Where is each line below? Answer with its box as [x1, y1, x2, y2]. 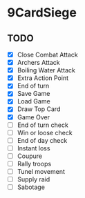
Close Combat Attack [17, 50, 78, 59]
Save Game [17, 90, 50, 98]
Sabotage [17, 183, 45, 191]
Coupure [17, 152, 43, 160]
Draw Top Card [17, 105, 61, 113]
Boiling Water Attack [17, 66, 76, 75]
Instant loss [17, 143, 50, 152]
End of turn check [17, 121, 69, 129]
